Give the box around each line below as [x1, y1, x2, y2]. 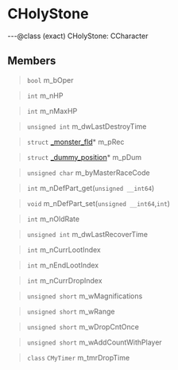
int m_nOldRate [26, 214, 80, 224]
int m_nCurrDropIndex [26, 275, 103, 285]
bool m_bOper [26, 75, 74, 84]
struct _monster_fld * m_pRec [26, 137, 125, 146]
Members [7, 54, 56, 68]
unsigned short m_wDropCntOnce [26, 321, 140, 331]
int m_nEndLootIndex [26, 260, 99, 270]
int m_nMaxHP [26, 106, 78, 115]
